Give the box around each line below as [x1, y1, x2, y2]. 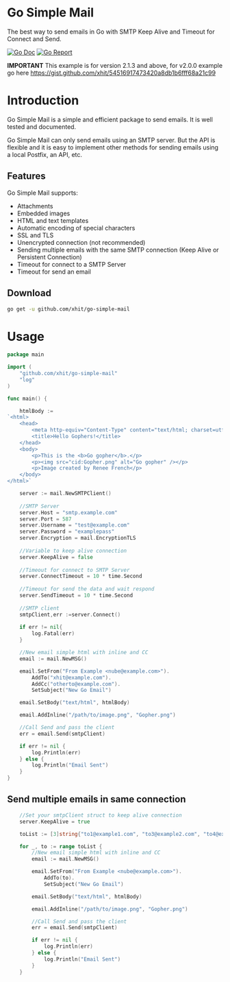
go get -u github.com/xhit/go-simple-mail [7, 305, 130, 313]
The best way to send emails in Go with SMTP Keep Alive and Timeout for [7, 27, 215, 36]
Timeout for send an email [16, 267, 91, 276]
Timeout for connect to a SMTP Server [16, 260, 127, 268]
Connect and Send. [7, 34, 62, 43]
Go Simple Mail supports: [7, 189, 79, 197]
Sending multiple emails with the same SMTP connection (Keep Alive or [16, 245, 219, 254]
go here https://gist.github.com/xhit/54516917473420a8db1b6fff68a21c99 [7, 69, 216, 77]
